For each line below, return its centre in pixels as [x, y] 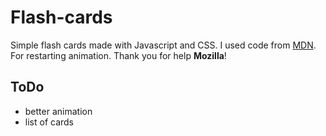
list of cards [49, 122]
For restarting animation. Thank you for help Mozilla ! [118, 55]
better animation [58, 111]
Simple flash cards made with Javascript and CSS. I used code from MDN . [163, 45]
